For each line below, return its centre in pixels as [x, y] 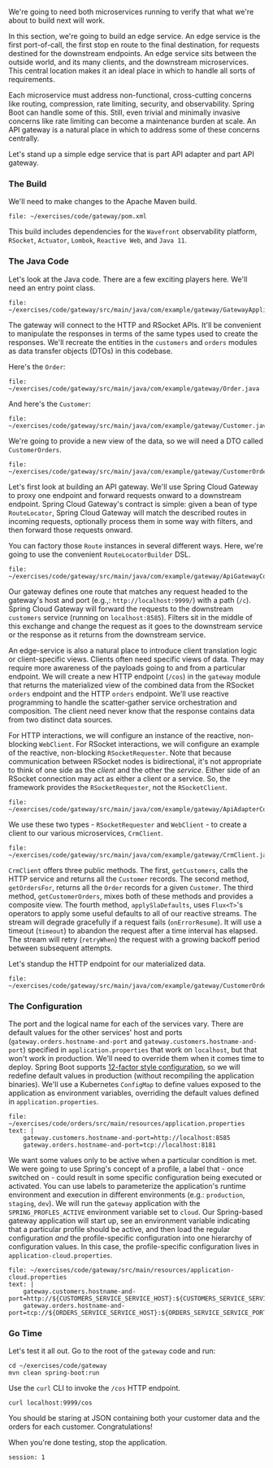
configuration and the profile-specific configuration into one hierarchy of [130, 1238]
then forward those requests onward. [71, 530]
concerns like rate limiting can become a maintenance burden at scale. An [132, 121]
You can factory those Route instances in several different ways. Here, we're [136, 545]
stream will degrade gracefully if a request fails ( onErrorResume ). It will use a [135, 922]
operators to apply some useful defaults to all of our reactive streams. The [133, 913]
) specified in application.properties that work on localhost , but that [140, 1050]
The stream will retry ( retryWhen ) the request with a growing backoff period [134, 939]
